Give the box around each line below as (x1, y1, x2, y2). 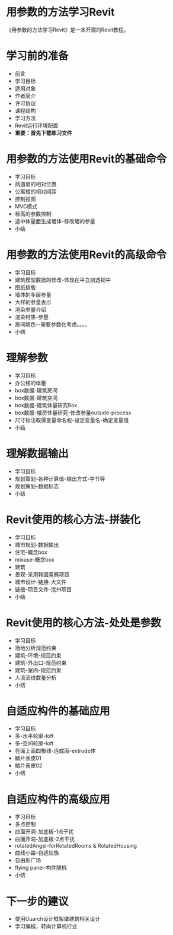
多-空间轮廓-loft (14, 740, 54, 747)
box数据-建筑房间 (14, 386, 58, 394)
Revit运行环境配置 (14, 122, 59, 129)
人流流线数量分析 (14, 674, 57, 681)
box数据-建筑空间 (14, 394, 58, 401)
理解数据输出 (6, 446, 69, 460)
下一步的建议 (6, 895, 69, 908)
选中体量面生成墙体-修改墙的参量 (14, 217, 96, 224)
